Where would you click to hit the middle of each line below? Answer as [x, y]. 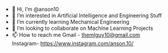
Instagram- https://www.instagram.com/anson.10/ [72, 43]
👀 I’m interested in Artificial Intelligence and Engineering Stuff [87, 15]
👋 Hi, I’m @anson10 [35, 9]
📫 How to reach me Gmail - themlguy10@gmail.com [76, 35]
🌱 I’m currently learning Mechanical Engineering [70, 22]
